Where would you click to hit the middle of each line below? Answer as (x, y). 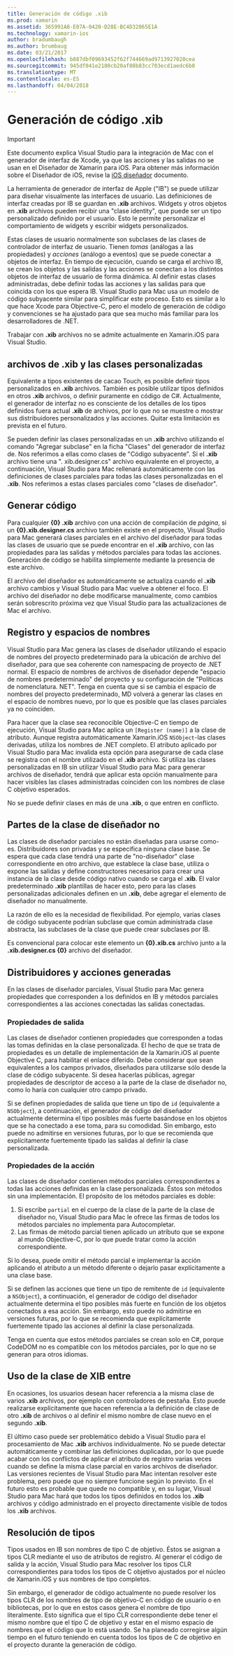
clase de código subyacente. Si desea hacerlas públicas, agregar (101, 1075)
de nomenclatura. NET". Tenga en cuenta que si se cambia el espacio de (112, 686)
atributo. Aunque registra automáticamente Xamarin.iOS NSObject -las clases (116, 737)
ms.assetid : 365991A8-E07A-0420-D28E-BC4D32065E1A (82, 27)
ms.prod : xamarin (32, 20)
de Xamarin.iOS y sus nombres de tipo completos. (79, 1579)
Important (21, 139)
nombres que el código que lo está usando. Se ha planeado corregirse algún (117, 1630)
